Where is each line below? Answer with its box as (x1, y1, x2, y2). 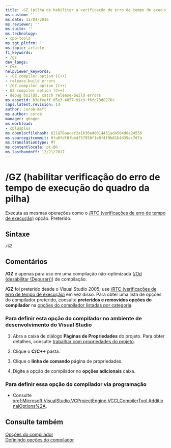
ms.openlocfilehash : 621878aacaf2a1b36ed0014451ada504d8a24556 (5, 130, 142, 135)
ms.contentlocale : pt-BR (5, 145, 58, 150)
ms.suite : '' (5, 26, 33, 32)
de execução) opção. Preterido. (5, 215, 72, 221)
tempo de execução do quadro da (5, 182, 150, 194)
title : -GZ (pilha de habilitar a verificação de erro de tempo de (5, 7, 152, 13)
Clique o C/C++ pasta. (12, 348, 60, 354)
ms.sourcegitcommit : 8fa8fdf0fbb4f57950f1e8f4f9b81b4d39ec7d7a (5, 135, 142, 141)
